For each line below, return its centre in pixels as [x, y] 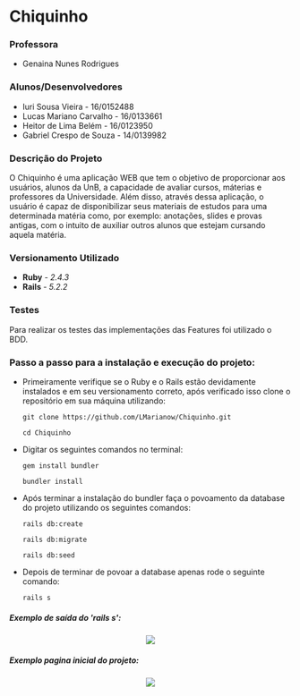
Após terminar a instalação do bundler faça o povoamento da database [153, 497]
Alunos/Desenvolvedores [66, 87]
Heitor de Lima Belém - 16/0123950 [88, 125]
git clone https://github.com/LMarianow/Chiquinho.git [127, 417]
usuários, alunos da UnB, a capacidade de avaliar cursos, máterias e [136, 187]
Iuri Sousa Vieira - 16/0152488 [78, 106]
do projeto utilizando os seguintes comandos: [106, 507]
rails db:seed [48, 555]
